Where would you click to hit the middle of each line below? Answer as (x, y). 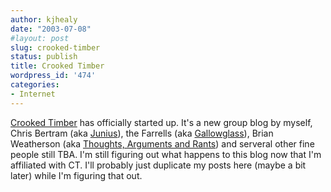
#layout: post (40, 38)
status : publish (44, 57)
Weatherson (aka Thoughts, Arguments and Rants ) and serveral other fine (162, 143)
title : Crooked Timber (57, 66)
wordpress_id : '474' (53, 76)
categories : (35, 85)
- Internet (33, 94)
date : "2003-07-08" (51, 29)
